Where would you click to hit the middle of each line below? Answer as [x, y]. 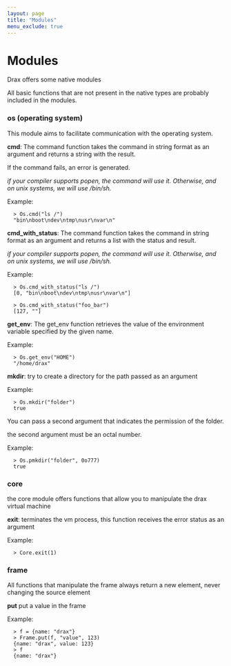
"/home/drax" [32, 363]
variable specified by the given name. [60, 331]
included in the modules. [42, 100]
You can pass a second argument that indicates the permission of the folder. [115, 421]
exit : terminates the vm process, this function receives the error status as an [116, 519]
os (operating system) [45, 118]
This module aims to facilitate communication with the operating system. [110, 133]
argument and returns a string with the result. [71, 154]
